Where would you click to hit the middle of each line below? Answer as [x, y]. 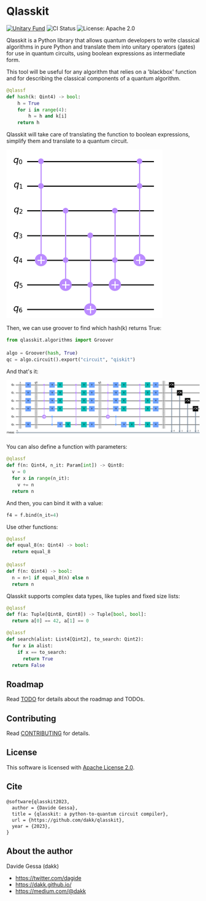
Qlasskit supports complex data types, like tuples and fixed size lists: [93, 596]
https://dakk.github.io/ [43, 884]
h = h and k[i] [48, 116]
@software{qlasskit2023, [38, 801]
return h [29, 123]
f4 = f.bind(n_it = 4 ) [33, 515]
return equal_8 [31, 552]
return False [29, 665]
